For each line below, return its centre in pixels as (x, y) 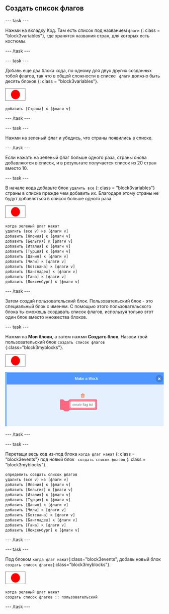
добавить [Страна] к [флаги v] (38, 109)
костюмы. (16, 41)
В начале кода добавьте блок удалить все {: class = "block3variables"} (80, 188)
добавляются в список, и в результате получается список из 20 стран (81, 163)
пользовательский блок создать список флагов (55, 342)
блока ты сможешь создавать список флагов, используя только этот (79, 312)
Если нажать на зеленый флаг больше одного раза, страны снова (76, 157)
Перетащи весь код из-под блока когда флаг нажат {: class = (70, 454)
